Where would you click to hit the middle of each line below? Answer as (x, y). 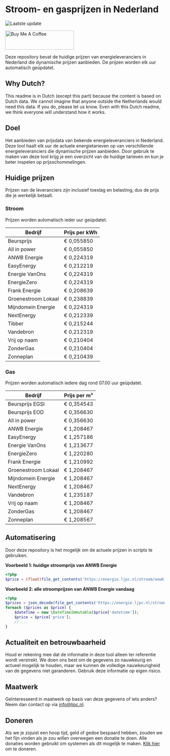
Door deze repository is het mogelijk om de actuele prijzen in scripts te (79, 550)
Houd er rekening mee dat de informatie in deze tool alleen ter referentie (80, 655)
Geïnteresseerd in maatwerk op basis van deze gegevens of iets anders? (81, 699)
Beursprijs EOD (26, 412)
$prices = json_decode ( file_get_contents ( (51, 603)
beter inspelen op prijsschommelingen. (46, 162)
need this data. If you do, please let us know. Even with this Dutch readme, (83, 107)
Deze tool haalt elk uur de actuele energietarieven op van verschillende (79, 145)
